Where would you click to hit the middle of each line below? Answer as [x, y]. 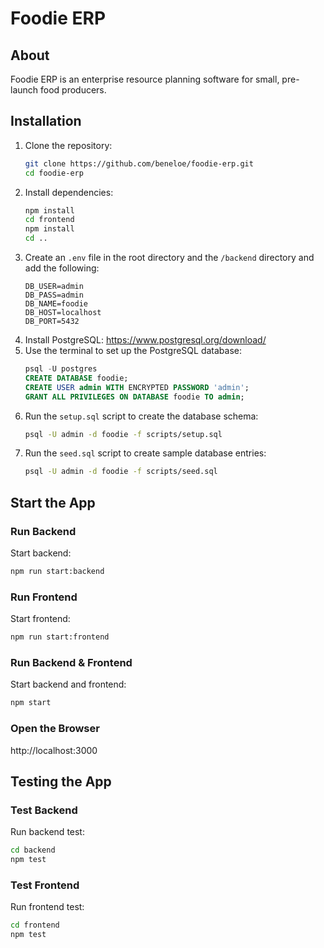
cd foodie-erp [54, 173]
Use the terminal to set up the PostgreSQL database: [133, 351]
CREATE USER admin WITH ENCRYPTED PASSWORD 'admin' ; [137, 387]
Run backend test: [47, 832]
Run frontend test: [47, 907]
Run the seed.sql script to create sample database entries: [145, 453]
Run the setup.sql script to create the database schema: [141, 416]
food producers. [73, 90]
